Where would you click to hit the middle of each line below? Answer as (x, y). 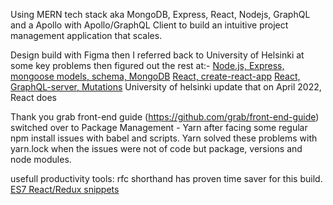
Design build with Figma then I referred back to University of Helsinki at (157, 55)
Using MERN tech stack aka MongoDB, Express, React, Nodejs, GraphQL (160, 14)
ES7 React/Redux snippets (65, 189)
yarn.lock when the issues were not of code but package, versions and (156, 148)
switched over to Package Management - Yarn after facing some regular (159, 127)
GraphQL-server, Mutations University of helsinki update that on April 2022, (166, 87)
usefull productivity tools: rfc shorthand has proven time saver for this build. (166, 178)
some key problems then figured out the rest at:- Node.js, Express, (147, 65)
